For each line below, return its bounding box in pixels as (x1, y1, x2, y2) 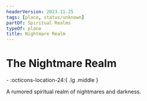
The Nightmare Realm (6, 57, 117, 71)
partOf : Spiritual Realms (6, 20, 71, 26)
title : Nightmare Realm (6, 31, 66, 37)
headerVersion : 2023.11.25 (6, 8, 74, 15)
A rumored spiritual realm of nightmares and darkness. (6, 88, 142, 96)
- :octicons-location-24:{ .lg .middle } (6, 76, 99, 84)
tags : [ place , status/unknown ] (6, 14, 85, 20)
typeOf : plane (6, 25, 42, 32)
